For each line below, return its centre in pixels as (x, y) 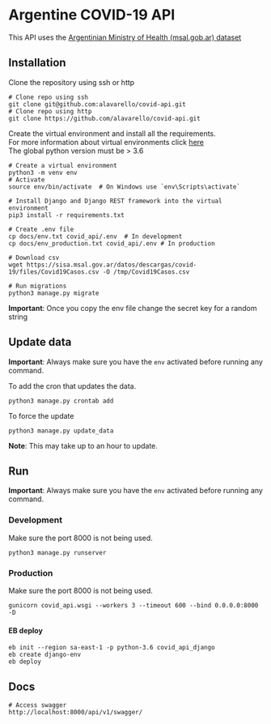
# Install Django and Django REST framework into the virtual (115, 201)
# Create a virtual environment (63, 165)
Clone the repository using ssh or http (72, 82)
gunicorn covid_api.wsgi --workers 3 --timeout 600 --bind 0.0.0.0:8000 (133, 605)
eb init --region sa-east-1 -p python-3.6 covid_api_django (112, 648)
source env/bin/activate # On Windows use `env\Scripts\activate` (125, 187)
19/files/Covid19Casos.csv (54, 272)
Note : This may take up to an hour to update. (83, 445)
